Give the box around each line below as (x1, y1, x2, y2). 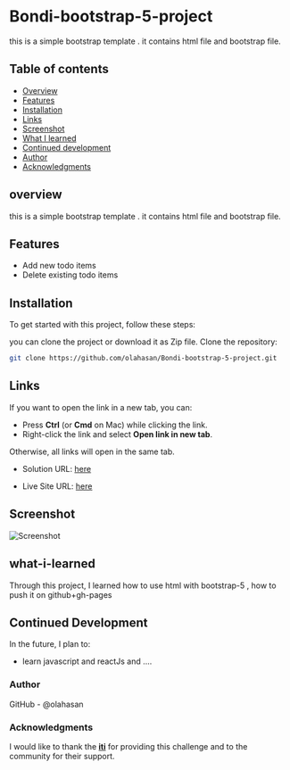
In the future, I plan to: (9, 639, 91, 650)
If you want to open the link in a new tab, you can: (9, 402, 193, 412)
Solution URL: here (21, 463, 92, 474)
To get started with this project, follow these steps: (9, 319, 196, 330)
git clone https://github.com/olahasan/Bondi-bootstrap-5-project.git (9, 354, 278, 363)
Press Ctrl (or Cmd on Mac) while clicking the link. (21, 419, 208, 430)
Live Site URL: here (21, 480, 93, 492)
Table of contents (9, 62, 109, 77)
